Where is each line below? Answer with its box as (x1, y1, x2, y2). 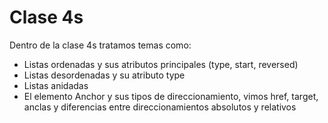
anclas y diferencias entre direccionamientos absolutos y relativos (23, 101, 297, 113)
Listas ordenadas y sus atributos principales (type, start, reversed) (23, 58, 299, 70)
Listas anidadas (23, 79, 89, 91)
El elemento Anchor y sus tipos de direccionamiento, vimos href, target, (23, 90, 319, 102)
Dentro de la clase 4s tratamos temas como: (9, 39, 192, 51)
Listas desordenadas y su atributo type (23, 69, 186, 81)
